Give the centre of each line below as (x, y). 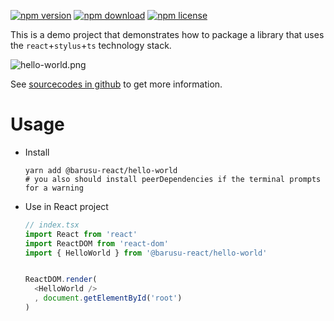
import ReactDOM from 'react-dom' (96, 243)
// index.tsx (52, 225)
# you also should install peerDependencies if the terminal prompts (173, 179)
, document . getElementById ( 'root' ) (108, 298)
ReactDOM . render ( (61, 280)
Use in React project (66, 206)
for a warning (54, 188)
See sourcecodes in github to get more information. (116, 84)
